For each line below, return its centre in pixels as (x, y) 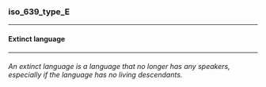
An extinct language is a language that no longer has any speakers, (120, 67)
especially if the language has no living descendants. (95, 75)
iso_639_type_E (39, 12)
